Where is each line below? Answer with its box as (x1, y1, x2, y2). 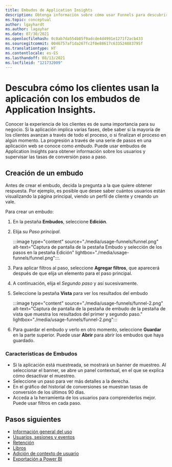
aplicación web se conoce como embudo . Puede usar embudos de (5, 143, 146, 149)
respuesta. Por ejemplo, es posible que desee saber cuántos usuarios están (5, 188, 165, 194)
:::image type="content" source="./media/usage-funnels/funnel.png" (12, 238, 159, 245)
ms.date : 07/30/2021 (5, 31, 50, 36)
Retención (12, 440, 34, 446)
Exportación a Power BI (12, 456, 62, 462)
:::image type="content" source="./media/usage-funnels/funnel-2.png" (12, 300, 163, 306)
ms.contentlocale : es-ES (5, 50, 58, 55)
